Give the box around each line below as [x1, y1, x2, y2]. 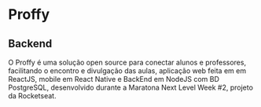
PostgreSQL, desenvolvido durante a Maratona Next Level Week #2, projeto [8, 83, 254, 92]
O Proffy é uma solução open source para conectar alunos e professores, [8, 57, 246, 67]
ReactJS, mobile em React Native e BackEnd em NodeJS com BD [8, 75, 220, 83]
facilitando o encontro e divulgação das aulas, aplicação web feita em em [8, 66, 246, 76]
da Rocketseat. [8, 91, 57, 100]
